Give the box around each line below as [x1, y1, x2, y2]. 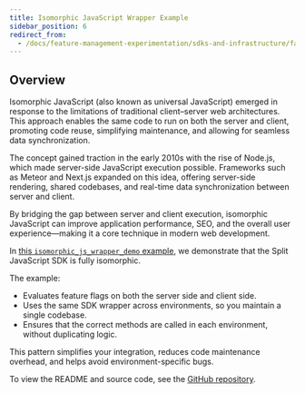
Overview [9, 72, 66, 87]
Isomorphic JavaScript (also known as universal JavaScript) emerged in [9, 96, 279, 107]
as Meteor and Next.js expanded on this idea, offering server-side [9, 172, 256, 182]
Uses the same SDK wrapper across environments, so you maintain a [22, 300, 281, 311]
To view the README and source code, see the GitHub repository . [9, 374, 256, 385]
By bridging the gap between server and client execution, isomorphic [9, 209, 269, 220]
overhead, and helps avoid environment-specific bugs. [9, 356, 214, 368]
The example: [9, 273, 61, 284]
